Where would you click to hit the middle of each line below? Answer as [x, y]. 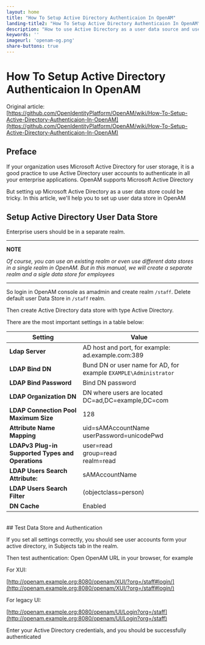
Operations [26, 461]
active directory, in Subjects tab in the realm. [63, 546]
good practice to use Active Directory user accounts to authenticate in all [98, 173]
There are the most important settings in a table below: [75, 322]
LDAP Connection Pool [43, 410]
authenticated [24, 637]
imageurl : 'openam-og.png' [41, 40]
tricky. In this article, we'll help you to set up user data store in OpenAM [96, 198]
